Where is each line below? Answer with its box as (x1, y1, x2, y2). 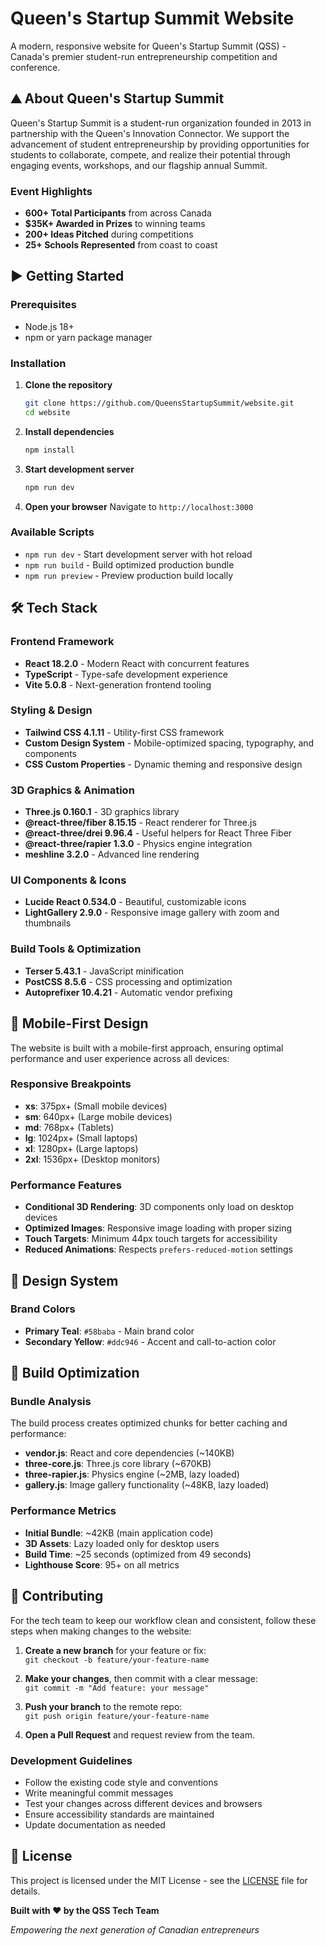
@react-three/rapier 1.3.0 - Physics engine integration (24, 838, 253, 850)
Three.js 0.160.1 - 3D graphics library (24, 806, 180, 818)
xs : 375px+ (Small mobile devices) (24, 1100, 168, 1112)
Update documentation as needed (24, 1818, 166, 1831)
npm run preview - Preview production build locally (24, 569, 234, 581)
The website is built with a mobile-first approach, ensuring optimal (10, 1042, 284, 1054)
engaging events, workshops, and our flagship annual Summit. (10, 159, 268, 171)
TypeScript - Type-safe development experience (24, 668, 228, 680)
